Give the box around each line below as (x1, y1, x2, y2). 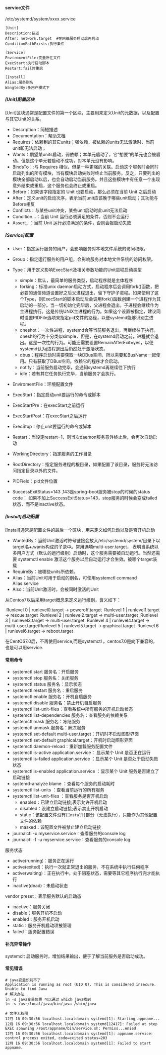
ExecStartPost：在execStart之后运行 (12, 413, 87, 419)
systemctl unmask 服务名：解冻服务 (12, 725, 86, 731)
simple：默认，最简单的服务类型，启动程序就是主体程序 (19, 278, 133, 284)
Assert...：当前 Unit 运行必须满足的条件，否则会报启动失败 (12, 220, 132, 226)
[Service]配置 (5, 232, 34, 238)
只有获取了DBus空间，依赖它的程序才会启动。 (28, 358, 122, 364)
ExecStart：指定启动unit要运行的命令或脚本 (12, 392, 101, 398)
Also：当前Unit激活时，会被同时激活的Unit (12, 586, 99, 592)
